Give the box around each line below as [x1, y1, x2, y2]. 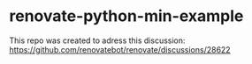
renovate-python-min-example [9, 6, 244, 26]
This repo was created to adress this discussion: [9, 35, 186, 46]
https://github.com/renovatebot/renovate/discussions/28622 [9, 44, 232, 54]
